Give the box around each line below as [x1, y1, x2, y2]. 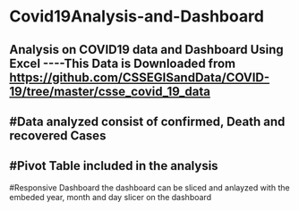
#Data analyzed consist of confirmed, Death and [9, 114, 286, 129]
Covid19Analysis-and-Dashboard [9, 6, 264, 27]
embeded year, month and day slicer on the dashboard [9, 191, 212, 202]
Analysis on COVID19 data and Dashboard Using [9, 42, 284, 57]
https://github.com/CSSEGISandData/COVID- [9, 70, 270, 85]
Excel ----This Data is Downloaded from [9, 55, 236, 71]
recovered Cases [9, 128, 107, 143]
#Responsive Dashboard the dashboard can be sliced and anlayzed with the [9, 181, 290, 193]
